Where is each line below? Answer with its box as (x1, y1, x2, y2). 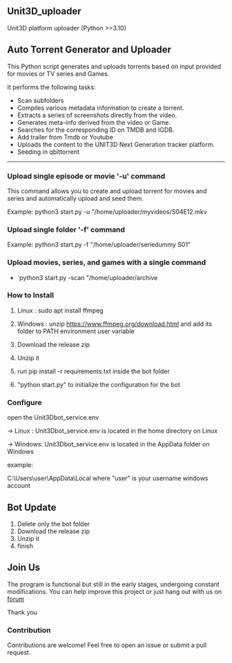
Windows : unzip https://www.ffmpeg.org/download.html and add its (17, 319, 213, 328)
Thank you (7, 608, 38, 616)
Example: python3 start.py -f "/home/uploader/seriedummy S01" (7, 241, 191, 249)
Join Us (7, 562, 41, 573)
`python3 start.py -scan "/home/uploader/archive (17, 273, 158, 281)
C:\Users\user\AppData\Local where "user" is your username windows (7, 474, 209, 482)
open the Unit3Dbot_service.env (7, 413, 99, 422)
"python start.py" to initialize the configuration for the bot (17, 380, 181, 388)
